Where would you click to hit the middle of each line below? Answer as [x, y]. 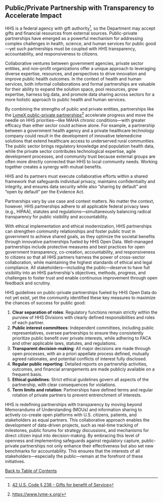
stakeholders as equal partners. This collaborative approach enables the [77, 420]
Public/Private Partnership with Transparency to [80, 8]
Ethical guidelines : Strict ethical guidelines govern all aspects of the [80, 380]
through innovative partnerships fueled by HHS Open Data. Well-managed [79, 242]
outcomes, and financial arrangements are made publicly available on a [83, 369]
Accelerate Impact [33, 16]
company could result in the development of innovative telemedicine [73, 136]
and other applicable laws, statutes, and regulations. [64, 343]
